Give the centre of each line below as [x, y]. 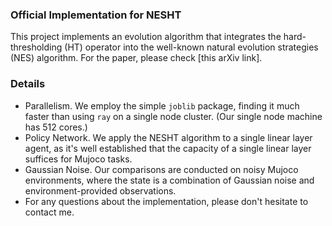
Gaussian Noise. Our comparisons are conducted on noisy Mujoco [161, 169]
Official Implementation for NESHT [96, 15]
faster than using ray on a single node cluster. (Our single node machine [173, 116]
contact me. [49, 212]
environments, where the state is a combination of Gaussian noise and [169, 180]
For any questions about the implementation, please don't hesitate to [166, 201]
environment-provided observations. [100, 190]
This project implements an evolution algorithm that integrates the [146, 37]
